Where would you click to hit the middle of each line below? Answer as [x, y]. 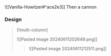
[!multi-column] [32, 30]
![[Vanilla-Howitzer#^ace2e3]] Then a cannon [51, 7]
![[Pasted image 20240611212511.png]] [68, 49]
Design [13, 19]
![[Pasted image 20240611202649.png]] [57, 39]
